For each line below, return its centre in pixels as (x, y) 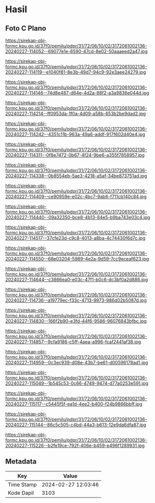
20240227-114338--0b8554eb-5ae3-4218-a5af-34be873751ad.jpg (76, 176)
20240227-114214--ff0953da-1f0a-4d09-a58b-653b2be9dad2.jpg (76, 114)
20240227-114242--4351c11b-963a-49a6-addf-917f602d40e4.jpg (75, 134)
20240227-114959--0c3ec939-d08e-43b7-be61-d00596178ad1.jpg (77, 363)
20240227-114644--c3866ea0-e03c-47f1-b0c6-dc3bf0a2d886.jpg (76, 280)
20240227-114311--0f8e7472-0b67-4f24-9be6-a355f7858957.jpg (75, 155)
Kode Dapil (21, 493)
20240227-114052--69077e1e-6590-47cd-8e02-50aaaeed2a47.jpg (76, 51)
